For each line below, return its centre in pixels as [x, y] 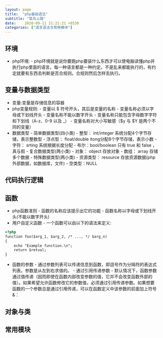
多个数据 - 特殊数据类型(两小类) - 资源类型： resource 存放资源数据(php [84, 157]
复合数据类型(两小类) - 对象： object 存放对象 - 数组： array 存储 [94, 151]
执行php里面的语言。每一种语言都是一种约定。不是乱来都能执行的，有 [82, 67]
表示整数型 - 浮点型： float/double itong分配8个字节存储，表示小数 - [89, 139]
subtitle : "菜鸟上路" [25, 18]
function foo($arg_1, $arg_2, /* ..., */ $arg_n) [56, 237]
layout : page [18, 9]
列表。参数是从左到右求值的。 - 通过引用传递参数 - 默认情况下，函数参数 [84, 270]
